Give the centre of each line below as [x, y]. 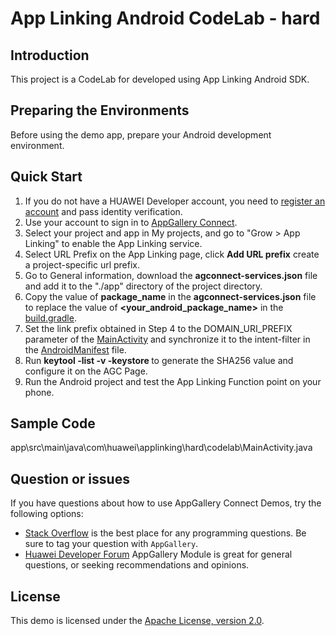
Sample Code [53, 423]
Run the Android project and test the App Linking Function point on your [173, 381]
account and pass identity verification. [103, 211]
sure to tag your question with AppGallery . [111, 544]
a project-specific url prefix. [82, 264]
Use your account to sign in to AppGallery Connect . [131, 222]
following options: [47, 514]
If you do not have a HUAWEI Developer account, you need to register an [175, 201]
